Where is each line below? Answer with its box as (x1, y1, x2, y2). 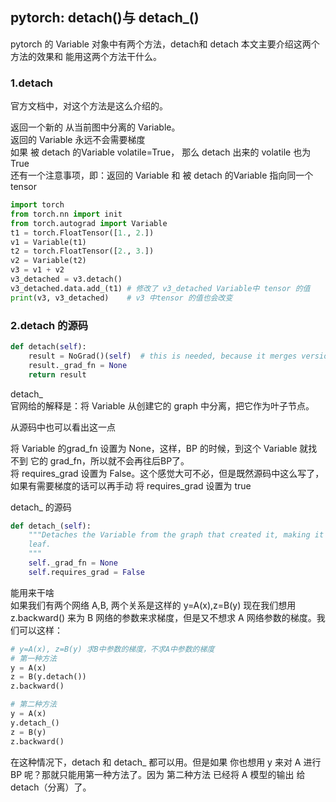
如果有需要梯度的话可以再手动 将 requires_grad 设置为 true (10, 479, 252, 492)
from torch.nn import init (10, 209, 123, 219)
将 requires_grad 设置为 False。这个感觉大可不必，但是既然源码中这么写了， (10, 467, 325, 479)
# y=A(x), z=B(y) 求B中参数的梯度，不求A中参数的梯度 (10, 644, 215, 654)
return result (28, 369, 87, 380)
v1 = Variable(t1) (10, 237, 87, 247)
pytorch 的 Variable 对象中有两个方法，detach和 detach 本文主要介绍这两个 (10, 38, 320, 50)
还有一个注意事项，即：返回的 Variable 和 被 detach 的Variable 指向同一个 (10, 169, 314, 182)
